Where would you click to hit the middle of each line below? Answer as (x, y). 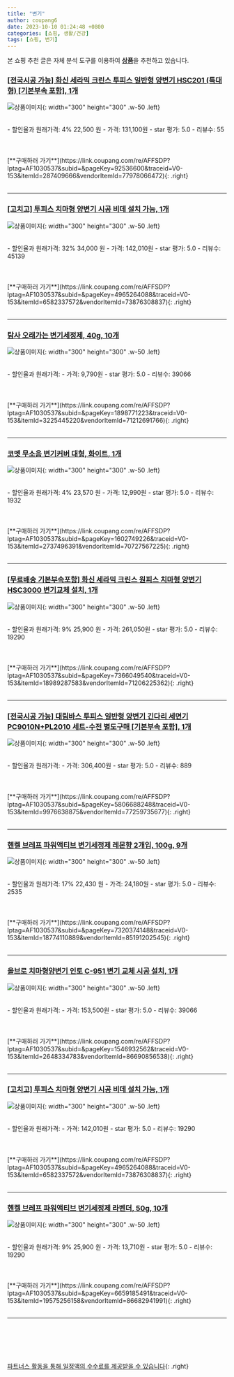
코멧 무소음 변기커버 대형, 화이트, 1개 (64, 454)
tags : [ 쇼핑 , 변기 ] (32, 40)
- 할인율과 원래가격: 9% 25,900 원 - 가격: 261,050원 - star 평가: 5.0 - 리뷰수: (112, 629)
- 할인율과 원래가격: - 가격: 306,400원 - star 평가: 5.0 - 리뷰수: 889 (100, 765)
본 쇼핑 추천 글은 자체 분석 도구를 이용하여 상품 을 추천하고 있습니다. (98, 61)
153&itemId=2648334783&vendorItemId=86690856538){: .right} (100, 1056)
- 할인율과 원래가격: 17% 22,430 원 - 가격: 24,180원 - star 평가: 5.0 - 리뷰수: (112, 884)
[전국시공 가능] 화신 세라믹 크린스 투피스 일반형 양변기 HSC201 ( (108, 80)
